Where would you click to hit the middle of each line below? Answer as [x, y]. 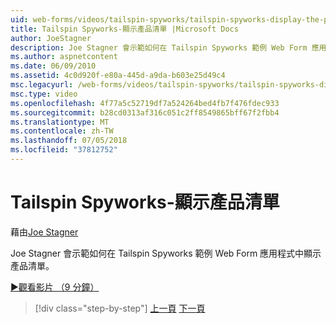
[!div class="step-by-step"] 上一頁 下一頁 [120, 308]
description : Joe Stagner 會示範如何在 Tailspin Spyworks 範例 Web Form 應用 [168, 47]
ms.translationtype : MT [60, 122]
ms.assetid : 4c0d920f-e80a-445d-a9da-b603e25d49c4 [118, 76]
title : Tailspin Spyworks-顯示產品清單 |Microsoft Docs [124, 29]
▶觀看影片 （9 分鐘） [55, 287]
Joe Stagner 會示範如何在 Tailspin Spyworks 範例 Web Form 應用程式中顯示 [166, 253]
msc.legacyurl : [42, 85]
